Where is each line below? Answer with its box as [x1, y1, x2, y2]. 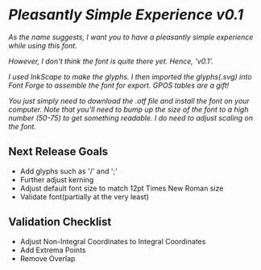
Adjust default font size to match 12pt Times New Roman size [19, 183, 224, 193]
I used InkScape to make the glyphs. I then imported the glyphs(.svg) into [8, 72, 252, 81]
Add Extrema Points [19, 245, 86, 255]
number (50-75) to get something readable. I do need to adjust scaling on [8, 112, 254, 122]
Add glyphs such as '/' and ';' [19, 166, 118, 176]
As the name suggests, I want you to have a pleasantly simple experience [8, 32, 254, 42]
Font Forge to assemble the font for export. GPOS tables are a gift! [8, 80, 230, 90]
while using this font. [8, 40, 78, 50]
